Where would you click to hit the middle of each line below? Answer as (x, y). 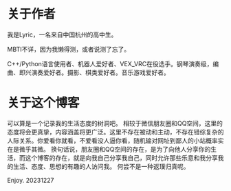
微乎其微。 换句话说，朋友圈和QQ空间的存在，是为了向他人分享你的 (115, 149)
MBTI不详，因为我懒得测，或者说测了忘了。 (69, 49)
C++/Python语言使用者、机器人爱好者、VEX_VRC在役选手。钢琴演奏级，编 (113, 63)
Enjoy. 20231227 (31, 180)
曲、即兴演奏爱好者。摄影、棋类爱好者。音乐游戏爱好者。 (88, 72)
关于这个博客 (44, 103)
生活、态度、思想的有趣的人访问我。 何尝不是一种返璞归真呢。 (101, 166)
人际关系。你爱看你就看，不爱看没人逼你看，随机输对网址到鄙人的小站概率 (112, 140)
